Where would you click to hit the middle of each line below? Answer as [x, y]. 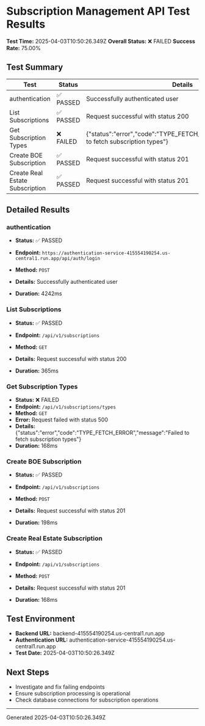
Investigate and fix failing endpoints [60, 687]
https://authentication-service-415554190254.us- [106, 253]
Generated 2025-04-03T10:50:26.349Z [56, 717]
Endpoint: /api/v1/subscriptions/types [65, 407]
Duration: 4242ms [38, 294]
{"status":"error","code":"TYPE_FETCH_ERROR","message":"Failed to [102, 433]
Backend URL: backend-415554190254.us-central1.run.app [90, 634]
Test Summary [35, 68]
